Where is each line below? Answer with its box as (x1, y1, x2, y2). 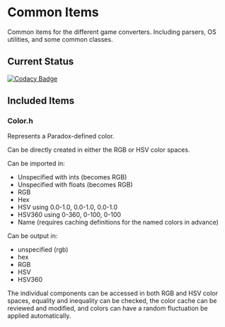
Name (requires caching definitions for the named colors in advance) (17, 218, 219, 227)
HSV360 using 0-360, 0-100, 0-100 (17, 210, 122, 219)
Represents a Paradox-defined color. (7, 132, 115, 141)
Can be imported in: (7, 160, 65, 168)
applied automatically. (7, 311, 71, 320)
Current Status (7, 56, 74, 68)
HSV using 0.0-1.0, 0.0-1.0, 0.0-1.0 (17, 203, 118, 212)
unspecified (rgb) (17, 245, 69, 254)
